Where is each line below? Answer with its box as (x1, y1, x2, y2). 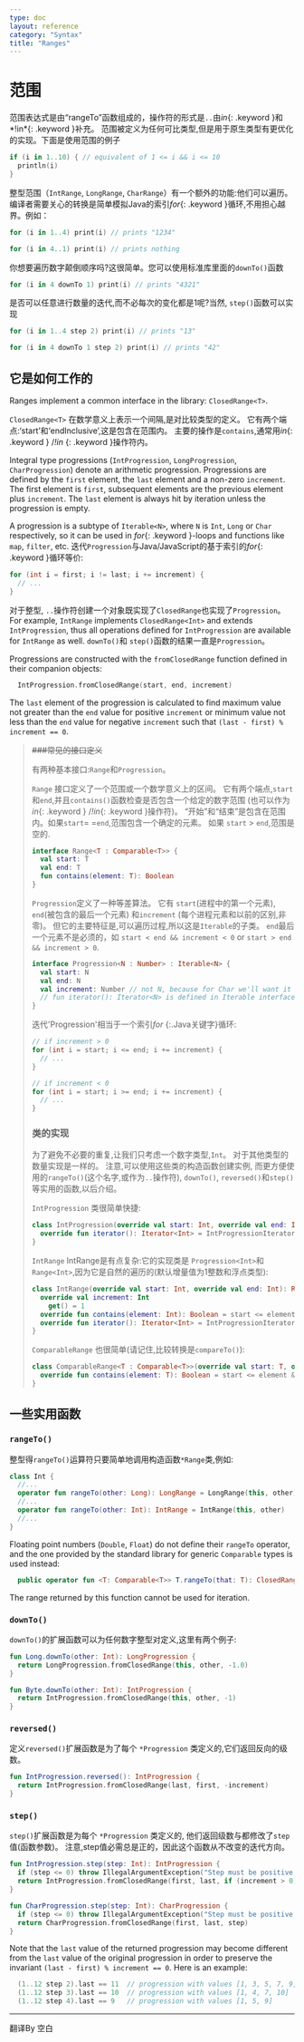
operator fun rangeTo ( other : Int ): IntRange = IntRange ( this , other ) (17, 1505, 286, 1515)
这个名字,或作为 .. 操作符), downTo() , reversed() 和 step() (87, 1172, 294, 1183)
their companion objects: (9, 663, 102, 673)
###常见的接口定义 (31, 744, 103, 755)
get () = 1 (48, 1302, 85, 1311)
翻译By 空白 (9, 2023, 53, 2033)
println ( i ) (17, 161, 59, 170)
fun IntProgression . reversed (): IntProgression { (9, 1773, 201, 1782)
